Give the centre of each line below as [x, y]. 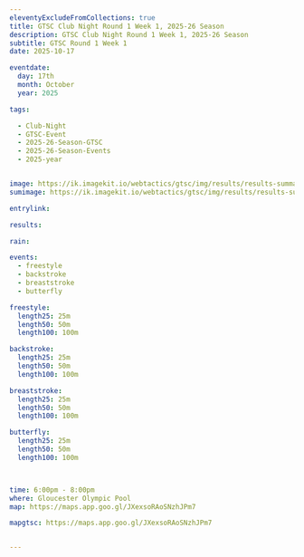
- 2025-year [40, 159]
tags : [19, 110]
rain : [19, 241]
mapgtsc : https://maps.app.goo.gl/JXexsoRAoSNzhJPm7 [111, 523]
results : [26, 225]
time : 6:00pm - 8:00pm [52, 490]
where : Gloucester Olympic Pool [70, 498]
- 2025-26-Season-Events [64, 151]
